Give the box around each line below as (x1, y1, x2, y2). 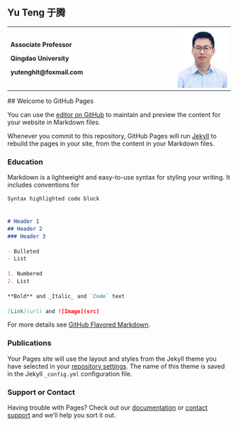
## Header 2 (7, 225, 42, 232)
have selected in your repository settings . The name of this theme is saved (7, 361, 225, 371)
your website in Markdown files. (7, 118, 101, 126)
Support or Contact (7, 387, 76, 397)
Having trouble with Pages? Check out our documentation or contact (7, 403, 208, 412)
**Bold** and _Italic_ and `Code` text (7, 293, 125, 300)
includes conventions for (7, 180, 80, 190)
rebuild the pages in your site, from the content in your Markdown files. (7, 139, 215, 148)
